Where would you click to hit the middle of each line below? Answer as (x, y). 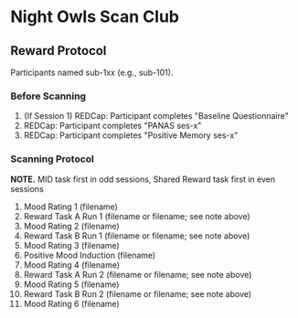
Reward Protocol (59, 51)
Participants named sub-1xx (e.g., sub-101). (92, 72)
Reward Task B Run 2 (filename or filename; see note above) (138, 293)
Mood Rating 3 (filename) (71, 245)
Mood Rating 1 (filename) (70, 207)
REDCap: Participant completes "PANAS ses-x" (112, 126)
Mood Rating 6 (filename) (71, 303)
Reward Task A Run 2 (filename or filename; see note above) (138, 274)
